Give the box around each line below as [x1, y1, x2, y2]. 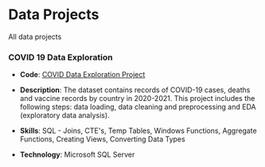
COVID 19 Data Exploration [8, 52, 113, 63]
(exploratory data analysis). [19, 111, 110, 120]
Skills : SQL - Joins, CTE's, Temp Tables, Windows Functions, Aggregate [19, 126, 257, 136]
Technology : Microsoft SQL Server [19, 150, 135, 160]
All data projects [8, 32, 62, 41]
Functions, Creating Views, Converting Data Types [19, 134, 185, 144]
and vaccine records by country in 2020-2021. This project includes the [19, 94, 255, 103]
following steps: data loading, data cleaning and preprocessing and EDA [19, 102, 256, 112]
